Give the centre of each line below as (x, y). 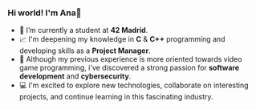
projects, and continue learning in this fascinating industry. (116, 97)
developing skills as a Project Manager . (85, 50)
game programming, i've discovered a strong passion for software (129, 68)
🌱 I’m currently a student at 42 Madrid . (83, 30)
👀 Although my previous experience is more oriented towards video (130, 59)
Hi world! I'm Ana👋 (45, 13)
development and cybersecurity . (75, 76)
